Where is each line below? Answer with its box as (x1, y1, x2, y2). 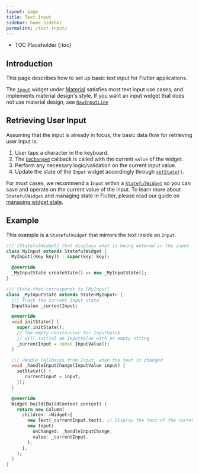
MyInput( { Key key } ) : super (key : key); (11, 254, 110, 260)
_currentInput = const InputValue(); (17, 341, 110, 347)
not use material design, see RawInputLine (6, 98, 108, 106)
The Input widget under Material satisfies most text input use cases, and (6, 86, 184, 93)
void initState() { (11, 319, 60, 325)
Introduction (6, 59, 53, 69)
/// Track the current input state (11, 297, 99, 303)
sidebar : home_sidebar (6, 20, 62, 25)
